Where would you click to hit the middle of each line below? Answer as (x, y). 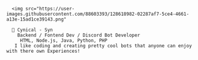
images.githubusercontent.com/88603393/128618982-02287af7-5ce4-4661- (98, 14)
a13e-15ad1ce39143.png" (37, 19)
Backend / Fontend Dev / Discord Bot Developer (79, 35)
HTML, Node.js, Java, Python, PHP (64, 41)
